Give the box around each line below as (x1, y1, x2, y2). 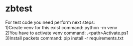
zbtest (5, 3, 33, 14)
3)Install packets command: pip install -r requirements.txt (5, 35, 124, 41)
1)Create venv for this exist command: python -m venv (5, 24, 117, 30)
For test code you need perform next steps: (5, 19, 95, 25)
